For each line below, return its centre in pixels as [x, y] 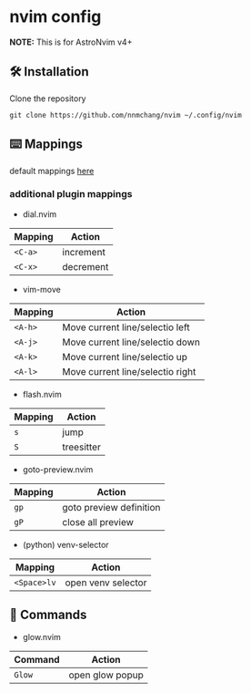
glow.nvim [41, 636]
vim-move [41, 289]
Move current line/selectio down [131, 342]
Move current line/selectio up [125, 357]
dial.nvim [40, 214]
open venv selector [106, 583]
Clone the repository [48, 98]
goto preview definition [111, 507]
